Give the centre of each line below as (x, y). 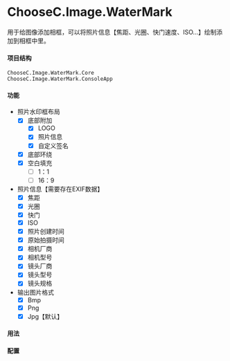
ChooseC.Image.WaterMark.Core (51, 73)
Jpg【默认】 (45, 316)
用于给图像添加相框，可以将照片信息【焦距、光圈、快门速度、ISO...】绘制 (112, 32)
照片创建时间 (46, 232)
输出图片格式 (35, 292)
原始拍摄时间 (46, 240)
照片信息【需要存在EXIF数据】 (60, 189)
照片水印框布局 (38, 112)
